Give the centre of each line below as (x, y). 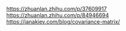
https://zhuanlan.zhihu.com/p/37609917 (57, 9)
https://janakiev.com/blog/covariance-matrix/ (63, 22)
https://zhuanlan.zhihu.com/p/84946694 (58, 15)
